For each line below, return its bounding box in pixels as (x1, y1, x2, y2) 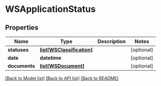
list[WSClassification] (40, 46, 93, 53)
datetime (40, 55, 62, 61)
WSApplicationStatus (5, 3, 96, 15)
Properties (5, 23, 39, 32)
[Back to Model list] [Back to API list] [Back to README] (5, 76, 119, 81)
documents (7, 63, 36, 69)
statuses (7, 46, 29, 53)
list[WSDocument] (40, 63, 85, 69)
